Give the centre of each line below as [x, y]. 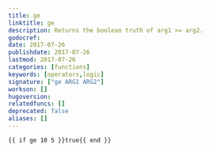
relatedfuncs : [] [37, 104]
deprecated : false [38, 112]
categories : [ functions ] [49, 67]
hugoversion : [30, 97]
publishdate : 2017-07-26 [49, 52]
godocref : [25, 38]
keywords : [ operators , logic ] [56, 74]
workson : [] [28, 89]
